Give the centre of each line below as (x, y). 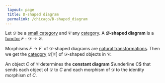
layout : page (21, 10)
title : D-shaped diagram (33, 14)
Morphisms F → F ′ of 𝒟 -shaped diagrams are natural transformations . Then (82, 49)
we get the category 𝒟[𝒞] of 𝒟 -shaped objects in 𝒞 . (58, 54)
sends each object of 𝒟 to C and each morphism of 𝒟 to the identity (75, 70)
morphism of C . (21, 76)
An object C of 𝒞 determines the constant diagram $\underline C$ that (78, 64)
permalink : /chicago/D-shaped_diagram (47, 19)
